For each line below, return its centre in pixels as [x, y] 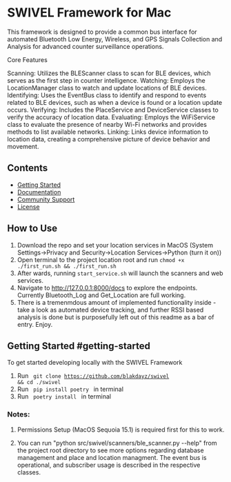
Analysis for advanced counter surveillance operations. [86, 46]
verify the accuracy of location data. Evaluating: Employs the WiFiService [111, 117]
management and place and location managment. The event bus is [112, 457]
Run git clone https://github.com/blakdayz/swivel [93, 376]
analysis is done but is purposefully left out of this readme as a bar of [115, 317]
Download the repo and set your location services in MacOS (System [115, 245]
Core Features [28, 59]
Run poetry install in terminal [64, 396]
